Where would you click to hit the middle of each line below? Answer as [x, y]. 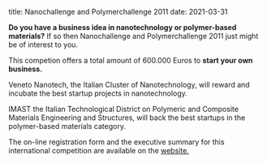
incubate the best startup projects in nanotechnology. [98, 93]
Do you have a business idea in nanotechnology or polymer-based [123, 27]
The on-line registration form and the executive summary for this [116, 142]
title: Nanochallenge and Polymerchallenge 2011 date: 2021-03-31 [118, 12]
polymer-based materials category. [67, 126]
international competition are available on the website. [99, 150]
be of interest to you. [43, 45]
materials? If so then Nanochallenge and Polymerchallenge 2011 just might [133, 36]
